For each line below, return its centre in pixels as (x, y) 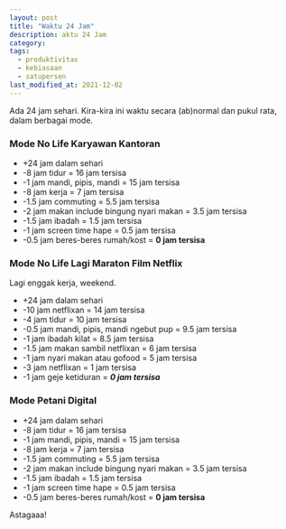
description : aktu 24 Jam (58, 34)
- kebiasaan (40, 69)
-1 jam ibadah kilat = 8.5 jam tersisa (88, 339)
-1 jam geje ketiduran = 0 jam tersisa (91, 377)
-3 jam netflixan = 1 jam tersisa (79, 367)
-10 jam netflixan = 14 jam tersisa (83, 310)
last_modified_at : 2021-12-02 (66, 85)
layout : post (34, 18)
